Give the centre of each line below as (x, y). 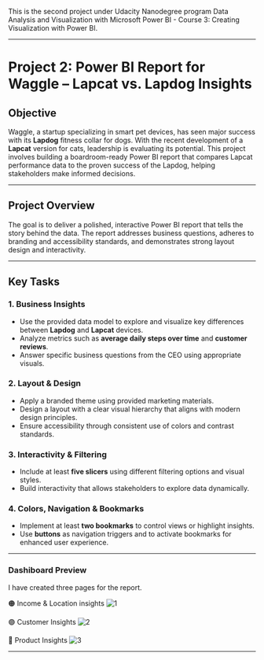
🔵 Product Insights (38, 640)
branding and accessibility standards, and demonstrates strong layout (121, 241)
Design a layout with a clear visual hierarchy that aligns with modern (130, 409)
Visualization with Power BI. (53, 28)
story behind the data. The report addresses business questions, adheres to (131, 233)
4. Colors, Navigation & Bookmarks (76, 509)
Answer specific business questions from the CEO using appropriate (130, 355)
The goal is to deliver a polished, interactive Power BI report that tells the (126, 224)
